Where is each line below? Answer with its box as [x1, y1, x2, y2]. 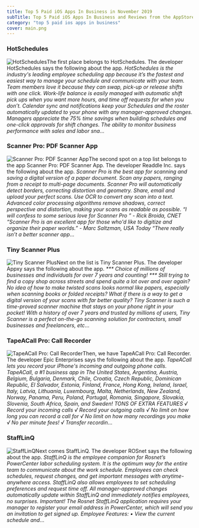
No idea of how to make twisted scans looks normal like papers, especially [6, 284, 190, 291]
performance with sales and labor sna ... [6, 127, 105, 134]
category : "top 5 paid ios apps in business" [6, 20, 120, 25]
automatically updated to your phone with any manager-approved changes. [6, 108, 193, 115]
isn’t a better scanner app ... [6, 231, 74, 238]
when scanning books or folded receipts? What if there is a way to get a [6, 290, 182, 297]
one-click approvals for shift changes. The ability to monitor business [6, 121, 177, 128]
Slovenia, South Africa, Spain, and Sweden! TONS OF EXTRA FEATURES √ [6, 400, 188, 407]
